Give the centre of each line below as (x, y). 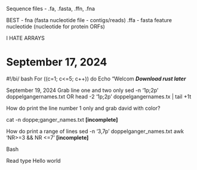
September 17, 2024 (57, 62)
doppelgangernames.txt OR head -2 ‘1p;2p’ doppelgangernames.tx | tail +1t (99, 96)
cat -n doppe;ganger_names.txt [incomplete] (62, 119)
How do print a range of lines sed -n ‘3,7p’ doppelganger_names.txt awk (95, 131)
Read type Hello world (33, 160)
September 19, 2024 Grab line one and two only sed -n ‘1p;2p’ (82, 90)
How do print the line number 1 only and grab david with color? (83, 108)
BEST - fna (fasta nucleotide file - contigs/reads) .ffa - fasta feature (89, 20)
